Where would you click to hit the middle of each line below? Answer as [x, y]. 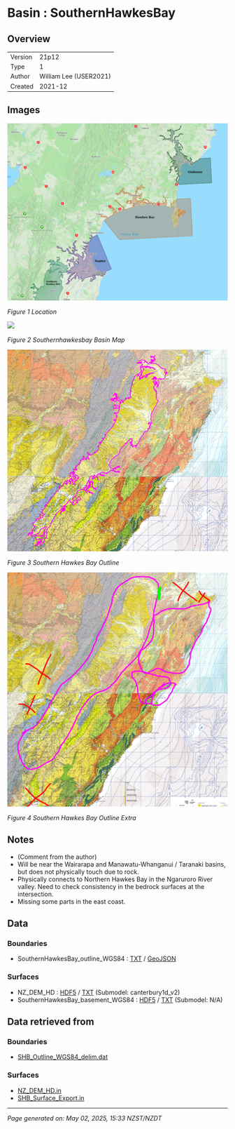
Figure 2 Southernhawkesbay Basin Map [66, 340]
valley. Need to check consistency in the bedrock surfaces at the [111, 886]
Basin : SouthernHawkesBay [92, 13]
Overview [29, 39]
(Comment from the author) [57, 857]
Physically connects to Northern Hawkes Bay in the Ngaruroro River [115, 879]
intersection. [35, 894]
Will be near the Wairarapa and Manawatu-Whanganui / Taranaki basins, [121, 864]
